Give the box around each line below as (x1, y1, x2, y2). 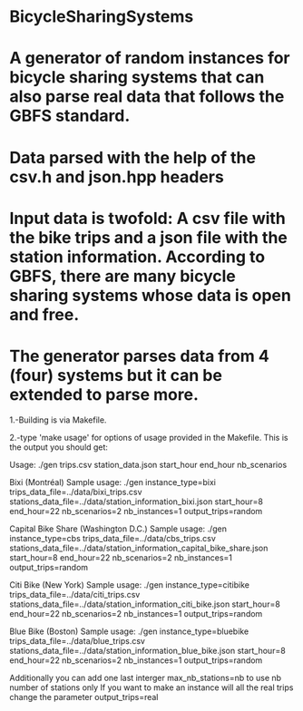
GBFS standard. (9, 106, 131, 126)
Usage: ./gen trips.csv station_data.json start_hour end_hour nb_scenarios (9, 459, 288, 470)
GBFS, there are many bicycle (9, 266, 236, 287)
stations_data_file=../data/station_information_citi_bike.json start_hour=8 (9, 599, 281, 609)
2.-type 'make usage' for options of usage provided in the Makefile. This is (9, 432, 288, 443)
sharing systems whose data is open (9, 285, 292, 306)
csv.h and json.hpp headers (9, 166, 224, 187)
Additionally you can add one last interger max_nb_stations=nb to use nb (9, 672, 282, 683)
